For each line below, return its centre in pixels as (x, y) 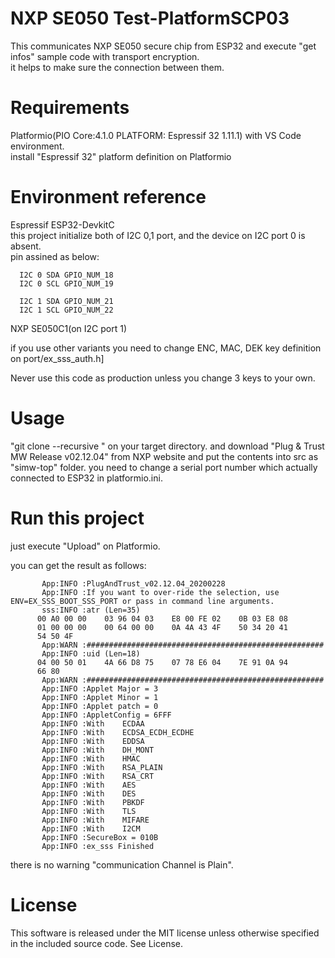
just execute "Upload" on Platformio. (85, 546)
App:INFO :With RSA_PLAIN (102, 767)
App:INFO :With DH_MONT (98, 750)
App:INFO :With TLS (89, 811)
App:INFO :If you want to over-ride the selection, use (160, 592)
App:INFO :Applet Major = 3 (100, 688)
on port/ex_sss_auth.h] (57, 358)
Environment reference (108, 197)
